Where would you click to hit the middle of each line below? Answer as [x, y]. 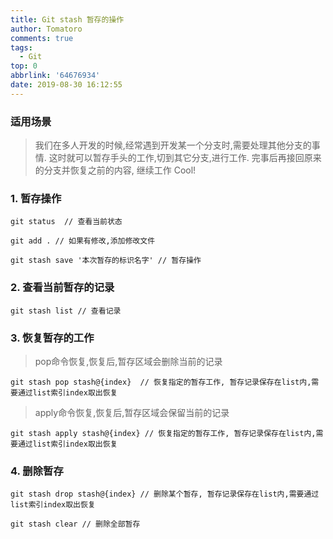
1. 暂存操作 [36, 198]
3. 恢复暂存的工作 [52, 338]
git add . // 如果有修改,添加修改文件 [83, 241]
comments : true [42, 38]
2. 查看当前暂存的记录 [62, 288]
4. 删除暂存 [37, 471]
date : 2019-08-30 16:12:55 [66, 85]
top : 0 [24, 66]
